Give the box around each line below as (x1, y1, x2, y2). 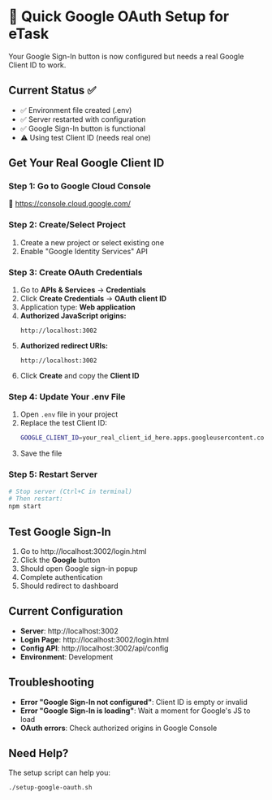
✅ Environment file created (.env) (19, 105, 132, 115)
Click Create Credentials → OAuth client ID (19, 294, 167, 304)
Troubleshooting (8, 676, 95, 690)
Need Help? (8, 746, 69, 760)
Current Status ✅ (8, 84, 97, 97)
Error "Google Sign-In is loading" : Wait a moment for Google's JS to (19, 706, 251, 716)
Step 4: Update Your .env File (8, 391, 126, 402)
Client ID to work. (8, 60, 67, 70)
